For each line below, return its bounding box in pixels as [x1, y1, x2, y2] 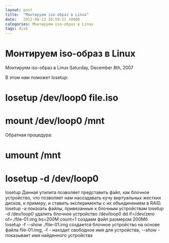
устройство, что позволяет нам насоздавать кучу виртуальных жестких [5, 195, 161, 201]
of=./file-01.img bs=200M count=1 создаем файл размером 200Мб [5, 216, 148, 222]
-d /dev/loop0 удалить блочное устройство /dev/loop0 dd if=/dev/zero [5, 211, 155, 217]
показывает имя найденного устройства [5, 232, 93, 238]
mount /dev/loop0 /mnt [5, 115, 105, 127]
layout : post [5, 7, 33, 13]
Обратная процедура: [5, 132, 52, 138]
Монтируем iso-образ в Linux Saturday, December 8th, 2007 [5, 65, 134, 71]
